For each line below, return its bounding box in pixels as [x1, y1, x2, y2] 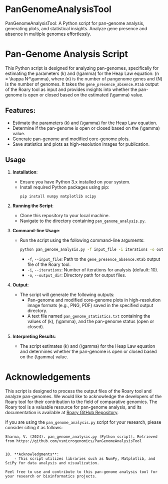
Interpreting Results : [12, 333, 56, 340]
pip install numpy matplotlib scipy [19, 193, 96, 199]
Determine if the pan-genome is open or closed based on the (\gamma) [12, 125, 160, 131]
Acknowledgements [5, 371, 91, 383]
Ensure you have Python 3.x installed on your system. [19, 178, 130, 184]
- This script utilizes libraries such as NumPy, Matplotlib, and [14, 456, 155, 461]
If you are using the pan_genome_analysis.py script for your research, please [5, 419, 161, 425]
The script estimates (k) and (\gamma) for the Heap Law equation [19, 343, 155, 349]
